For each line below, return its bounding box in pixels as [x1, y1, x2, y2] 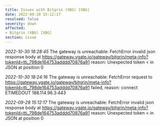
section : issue [5, 35, 37, 40]
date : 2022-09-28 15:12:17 [5, 12, 61, 17]
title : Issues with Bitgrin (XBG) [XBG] [5, 7, 90, 12]
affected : [5, 26, 26, 31]
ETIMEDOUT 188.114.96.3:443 [5, 90, 66, 96]
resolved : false [5, 16, 39, 21]
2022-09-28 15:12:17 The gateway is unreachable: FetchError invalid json [5, 99, 155, 105]
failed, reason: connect [91, 84, 138, 90]
